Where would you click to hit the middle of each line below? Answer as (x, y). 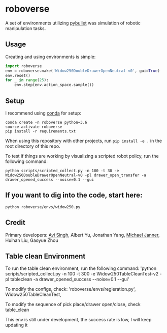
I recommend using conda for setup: (43, 113)
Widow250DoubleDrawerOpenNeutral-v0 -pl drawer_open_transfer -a (76, 175)
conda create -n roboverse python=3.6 (46, 122)
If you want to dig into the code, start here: (74, 195)
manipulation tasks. (26, 28)
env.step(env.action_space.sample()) (54, 85)
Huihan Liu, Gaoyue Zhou (32, 240)
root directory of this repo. (33, 146)
